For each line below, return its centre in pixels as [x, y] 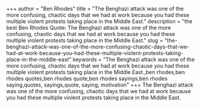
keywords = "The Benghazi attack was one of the [134, 59]
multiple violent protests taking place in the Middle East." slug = [85, 40]
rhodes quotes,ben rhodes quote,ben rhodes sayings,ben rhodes [87, 78]
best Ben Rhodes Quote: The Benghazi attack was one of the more [88, 27]
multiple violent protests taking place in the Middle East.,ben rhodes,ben [96, 72]
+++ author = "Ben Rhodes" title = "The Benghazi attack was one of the [95, 9]
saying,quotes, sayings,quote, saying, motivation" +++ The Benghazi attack [100, 85]
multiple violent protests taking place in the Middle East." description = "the [99, 21]
